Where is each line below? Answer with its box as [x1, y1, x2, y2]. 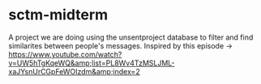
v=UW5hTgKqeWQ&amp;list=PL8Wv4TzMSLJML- [8, 58, 175, 68]
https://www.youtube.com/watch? [8, 49, 122, 59]
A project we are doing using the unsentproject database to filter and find [8, 32, 254, 42]
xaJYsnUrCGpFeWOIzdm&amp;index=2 [8, 66, 140, 76]
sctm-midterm [8, 6, 109, 24]
